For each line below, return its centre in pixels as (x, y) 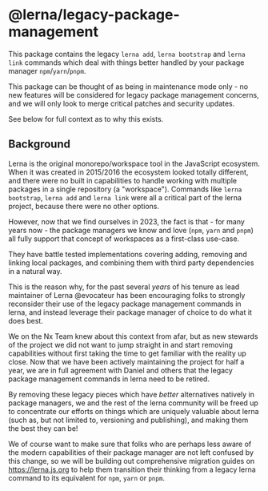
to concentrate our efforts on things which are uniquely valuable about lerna (134, 411)
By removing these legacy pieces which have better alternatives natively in (131, 394)
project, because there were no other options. (84, 206)
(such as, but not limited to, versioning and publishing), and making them (128, 420)
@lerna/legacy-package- (94, 15)
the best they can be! (43, 428)
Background (39, 145)
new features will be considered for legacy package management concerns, (134, 95)
